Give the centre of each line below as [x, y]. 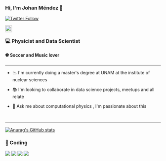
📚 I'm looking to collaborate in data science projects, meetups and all [83, 90]
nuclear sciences [30, 80]
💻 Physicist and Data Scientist [43, 41]
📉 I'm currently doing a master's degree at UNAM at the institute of [81, 73]
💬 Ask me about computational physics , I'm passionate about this [79, 106]
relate [18, 97]
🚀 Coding [17, 143]
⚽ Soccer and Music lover [32, 55]
